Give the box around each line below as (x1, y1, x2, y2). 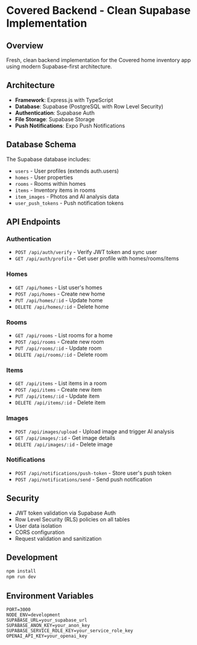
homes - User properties (14, 173, 73, 181)
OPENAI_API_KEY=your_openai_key (6, 633, 87, 639)
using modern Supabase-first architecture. (6, 63, 113, 70)
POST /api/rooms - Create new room (14, 338, 104, 345)
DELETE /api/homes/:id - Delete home (14, 303, 109, 310)
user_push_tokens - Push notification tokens (14, 199, 124, 206)
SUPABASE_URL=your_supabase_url (6, 617, 87, 623)
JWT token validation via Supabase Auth (14, 509, 116, 516)
